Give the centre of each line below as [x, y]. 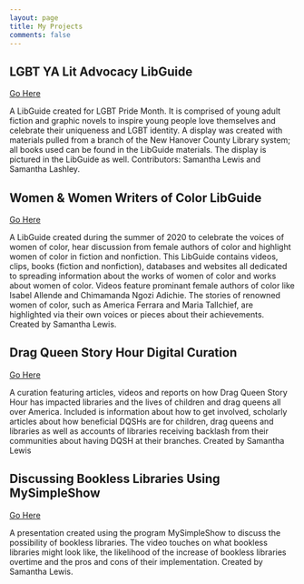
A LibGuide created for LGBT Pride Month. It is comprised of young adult [145, 111]
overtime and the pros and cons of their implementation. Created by [136, 561]
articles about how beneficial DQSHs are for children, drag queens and [142, 421]
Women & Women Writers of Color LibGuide [136, 198]
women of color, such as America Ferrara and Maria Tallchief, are [132, 305]
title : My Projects [46, 26]
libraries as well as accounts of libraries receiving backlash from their [139, 431]
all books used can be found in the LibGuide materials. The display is [138, 150]
